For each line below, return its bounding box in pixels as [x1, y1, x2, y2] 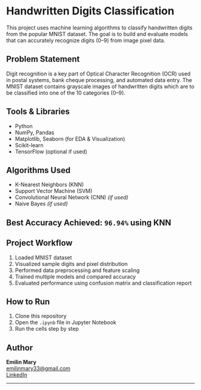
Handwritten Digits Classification [6, 4, 175, 18]
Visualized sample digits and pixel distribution [14, 260, 128, 267]
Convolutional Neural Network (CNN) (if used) [14, 194, 129, 201]
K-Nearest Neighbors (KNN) [14, 181, 84, 188]
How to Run [6, 297, 50, 307]
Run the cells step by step [14, 325, 79, 332]
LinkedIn [6, 371, 28, 379]
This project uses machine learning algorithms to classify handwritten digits [6, 24, 193, 31]
